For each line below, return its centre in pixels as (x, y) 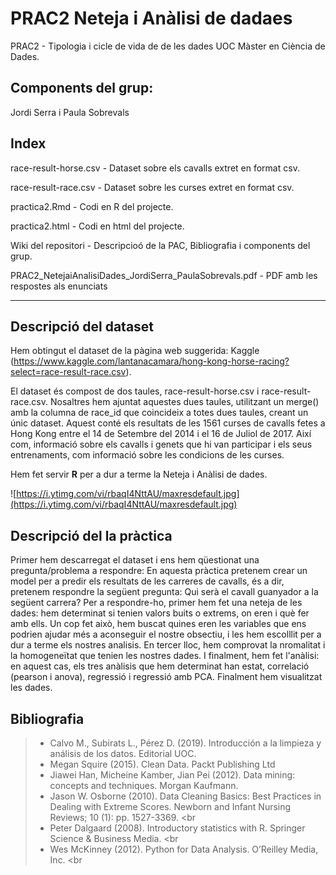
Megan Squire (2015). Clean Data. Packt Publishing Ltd (162, 764)
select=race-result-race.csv (68, 372)
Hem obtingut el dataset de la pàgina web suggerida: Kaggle (135, 351)
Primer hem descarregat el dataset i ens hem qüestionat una (135, 560)
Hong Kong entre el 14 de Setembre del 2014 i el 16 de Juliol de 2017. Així (161, 434)
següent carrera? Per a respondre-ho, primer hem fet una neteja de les (156, 603)
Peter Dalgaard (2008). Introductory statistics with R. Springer (177, 828)
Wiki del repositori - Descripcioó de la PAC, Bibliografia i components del (160, 245)
